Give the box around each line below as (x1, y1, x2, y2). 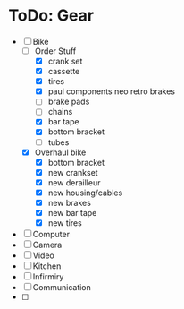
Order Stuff (34, 46, 77, 56)
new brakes (47, 197, 91, 208)
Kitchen (32, 261, 62, 271)
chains (47, 107, 73, 117)
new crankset (47, 167, 99, 177)
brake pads (47, 96, 90, 107)
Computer (32, 229, 71, 240)
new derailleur (47, 176, 101, 188)
